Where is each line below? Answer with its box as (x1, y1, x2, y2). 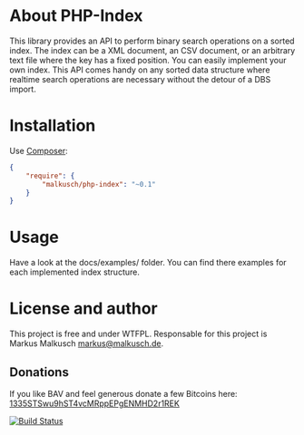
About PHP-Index (9, 5, 143, 26)
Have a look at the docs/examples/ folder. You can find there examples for (9, 257, 288, 268)
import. (9, 83, 36, 94)
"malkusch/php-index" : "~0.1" (42, 179, 156, 188)
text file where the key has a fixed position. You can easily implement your (9, 54, 288, 65)
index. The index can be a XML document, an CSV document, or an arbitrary (9, 44, 296, 55)
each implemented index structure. (9, 266, 141, 277)
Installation (9, 115, 96, 136)
